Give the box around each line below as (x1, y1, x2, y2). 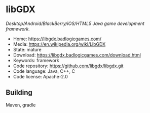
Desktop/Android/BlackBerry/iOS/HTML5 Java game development (6, 20, 145, 26)
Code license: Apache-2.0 (13, 73, 68, 79)
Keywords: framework (13, 57, 60, 63)
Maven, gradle (6, 102, 36, 108)
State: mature (13, 46, 42, 52)
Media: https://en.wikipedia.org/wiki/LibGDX (13, 41, 106, 47)
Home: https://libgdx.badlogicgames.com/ (13, 36, 102, 42)
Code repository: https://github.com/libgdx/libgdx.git (13, 63, 124, 69)
